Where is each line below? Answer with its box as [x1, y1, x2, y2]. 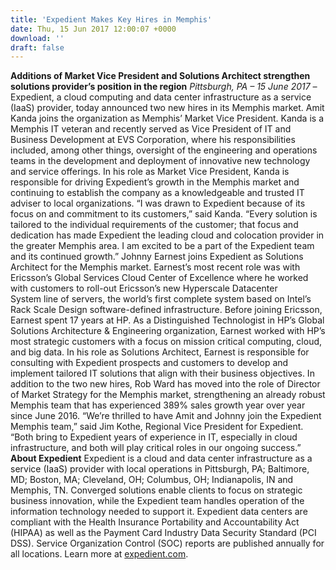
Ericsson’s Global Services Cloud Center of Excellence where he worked [10, 272, 309, 284]
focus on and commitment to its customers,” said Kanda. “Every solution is [10, 208, 318, 220]
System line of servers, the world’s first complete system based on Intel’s [10, 293, 312, 305]
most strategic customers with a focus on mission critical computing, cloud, [10, 336, 323, 348]
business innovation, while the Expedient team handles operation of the [10, 495, 305, 507]
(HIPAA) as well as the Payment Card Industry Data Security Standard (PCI [10, 527, 317, 539]
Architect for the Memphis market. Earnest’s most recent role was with [10, 261, 301, 273]
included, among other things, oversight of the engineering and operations [10, 144, 318, 156]
